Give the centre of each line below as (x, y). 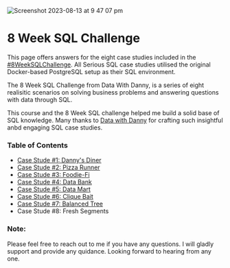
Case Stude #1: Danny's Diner (59, 160)
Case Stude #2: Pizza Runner (59, 167)
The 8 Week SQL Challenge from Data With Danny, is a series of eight (106, 85)
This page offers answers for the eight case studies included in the (102, 57)
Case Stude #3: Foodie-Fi (54, 175)
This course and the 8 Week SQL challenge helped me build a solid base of (113, 112)
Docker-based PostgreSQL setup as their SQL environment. (92, 71)
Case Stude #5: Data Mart (54, 189)
